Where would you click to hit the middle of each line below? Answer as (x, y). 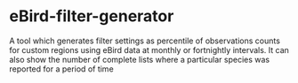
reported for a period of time (61, 69)
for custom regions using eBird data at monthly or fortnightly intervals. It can (149, 49)
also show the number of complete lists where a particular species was (139, 59)
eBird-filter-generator (92, 16)
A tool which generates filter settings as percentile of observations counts (145, 41)
